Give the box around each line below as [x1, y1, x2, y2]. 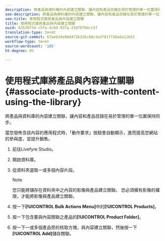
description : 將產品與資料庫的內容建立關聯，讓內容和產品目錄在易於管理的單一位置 [5, 7, 155, 12]
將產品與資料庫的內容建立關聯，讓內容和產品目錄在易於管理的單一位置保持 [5, 113, 156, 119]
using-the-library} [5, 96, 82, 107]
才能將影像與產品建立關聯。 [21, 193, 77, 199]
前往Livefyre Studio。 [12, 146, 56, 152]
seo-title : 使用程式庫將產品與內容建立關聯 [5, 16, 84, 21]
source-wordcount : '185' [5, 44, 56, 49]
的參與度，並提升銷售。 [5, 136, 53, 142]
